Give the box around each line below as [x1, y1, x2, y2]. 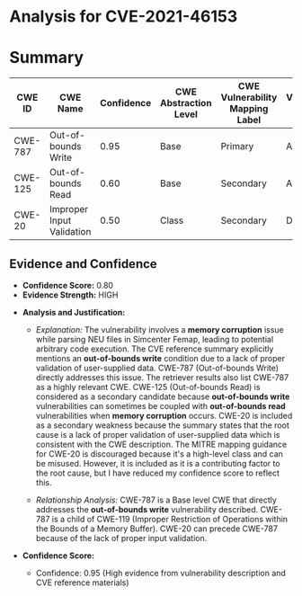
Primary [220, 140, 254, 153]
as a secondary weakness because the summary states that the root [35, 420, 289, 431]
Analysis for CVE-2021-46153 [9, 6, 238, 27]
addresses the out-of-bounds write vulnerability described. [35, 503, 259, 514]
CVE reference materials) [35, 577, 129, 588]
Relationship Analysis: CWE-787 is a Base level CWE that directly [35, 494, 277, 505]
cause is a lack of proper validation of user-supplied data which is [35, 429, 280, 440]
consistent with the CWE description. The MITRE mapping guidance [35, 439, 288, 449]
